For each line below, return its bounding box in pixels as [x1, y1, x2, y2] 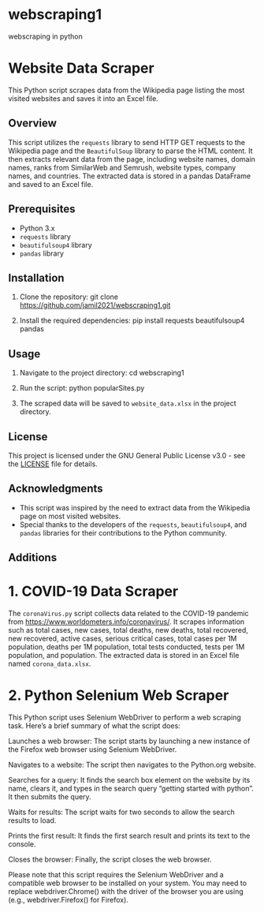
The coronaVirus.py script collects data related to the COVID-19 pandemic [8, 609, 250, 619]
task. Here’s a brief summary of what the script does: [8, 721, 181, 731]
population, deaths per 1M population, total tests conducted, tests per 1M [8, 642, 245, 652]
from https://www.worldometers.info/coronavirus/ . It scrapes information [8, 617, 245, 626]
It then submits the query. [8, 792, 92, 802]
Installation [8, 271, 65, 285]
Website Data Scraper [8, 59, 155, 77]
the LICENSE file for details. [8, 459, 99, 469]
